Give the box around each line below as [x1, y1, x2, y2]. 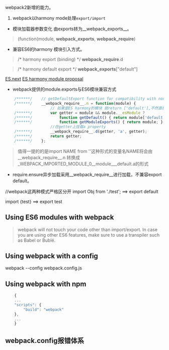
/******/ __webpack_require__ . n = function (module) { [14, 101, 136, 106]
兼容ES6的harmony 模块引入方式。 [12, 46, 85, 52]
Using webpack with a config [5, 251, 98, 260]
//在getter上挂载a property [50, 124, 106, 129]
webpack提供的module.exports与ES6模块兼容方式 [12, 86, 117, 92]
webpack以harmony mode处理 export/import [12, 15, 106, 21]
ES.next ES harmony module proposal [5, 76, 84, 82]
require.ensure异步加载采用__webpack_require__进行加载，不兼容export [12, 171, 162, 177]
